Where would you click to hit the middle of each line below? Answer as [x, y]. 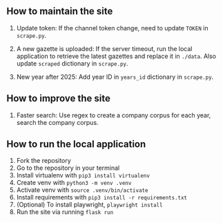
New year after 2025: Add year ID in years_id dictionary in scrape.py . [115, 77]
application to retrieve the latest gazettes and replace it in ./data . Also [116, 56]
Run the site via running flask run [65, 212]
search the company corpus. [57, 122]
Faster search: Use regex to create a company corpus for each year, [114, 115]
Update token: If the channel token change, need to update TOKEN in [112, 28]
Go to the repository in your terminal [68, 168]
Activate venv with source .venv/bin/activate [82, 190]
